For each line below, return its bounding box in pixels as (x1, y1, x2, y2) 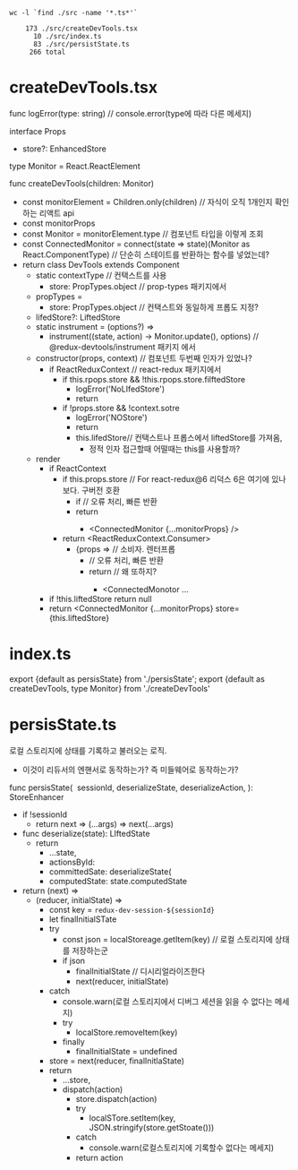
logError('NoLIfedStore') (75, 383, 166, 394)
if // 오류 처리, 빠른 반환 (75, 495, 158, 506)
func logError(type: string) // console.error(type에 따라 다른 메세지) (9, 108, 252, 118)
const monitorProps (21, 218, 96, 228)
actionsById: (48, 856, 96, 867)
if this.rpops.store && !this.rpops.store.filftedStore (62, 374, 246, 384)
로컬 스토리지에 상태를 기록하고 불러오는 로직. (9, 744, 167, 756)
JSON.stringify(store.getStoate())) (89, 1122, 215, 1132)
